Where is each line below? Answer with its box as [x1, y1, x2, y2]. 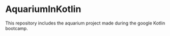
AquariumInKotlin [5, 3, 81, 15]
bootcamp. [5, 25, 28, 31]
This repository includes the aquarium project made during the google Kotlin [5, 20, 165, 26]
